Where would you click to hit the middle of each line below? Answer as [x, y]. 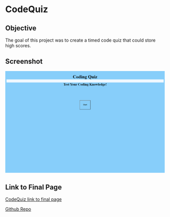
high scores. [18, 46]
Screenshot [24, 62]
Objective [21, 28]
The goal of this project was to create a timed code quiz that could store [80, 40]
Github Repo [18, 209]
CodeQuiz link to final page [34, 199]
